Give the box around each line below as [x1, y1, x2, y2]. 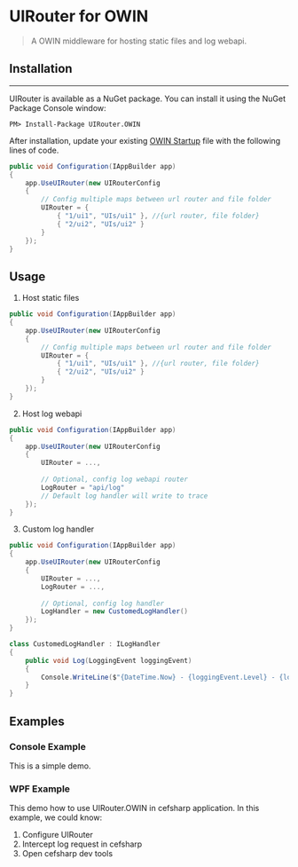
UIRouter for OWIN [9, 6, 149, 27]
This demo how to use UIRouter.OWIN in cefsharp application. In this [9, 803, 260, 814]
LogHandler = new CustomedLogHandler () [41, 607, 189, 616]
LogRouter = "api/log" [41, 483, 125, 492]
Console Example [9, 740, 86, 753]
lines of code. [9, 145, 59, 155]
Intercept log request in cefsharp [21, 839, 143, 849]
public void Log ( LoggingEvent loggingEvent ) [25, 656, 192, 665]
